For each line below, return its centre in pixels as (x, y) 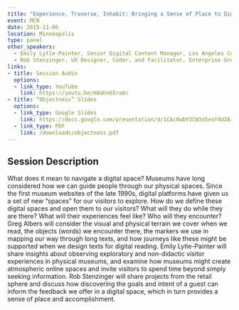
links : (17, 67)
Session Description (53, 161)
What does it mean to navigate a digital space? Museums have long (106, 179)
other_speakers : (31, 47)
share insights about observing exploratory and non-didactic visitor (106, 254)
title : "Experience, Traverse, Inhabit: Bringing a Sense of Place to (114, 14)
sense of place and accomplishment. (62, 299)
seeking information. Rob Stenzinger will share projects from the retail (110, 277)
